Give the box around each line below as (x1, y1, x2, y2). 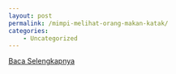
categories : (8, 27, 49, 35)
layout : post (8, 11, 53, 20)
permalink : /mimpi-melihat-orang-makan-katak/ (8, 19, 169, 27)
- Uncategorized (23, 34, 79, 43)
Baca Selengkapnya (8, 56, 75, 66)
